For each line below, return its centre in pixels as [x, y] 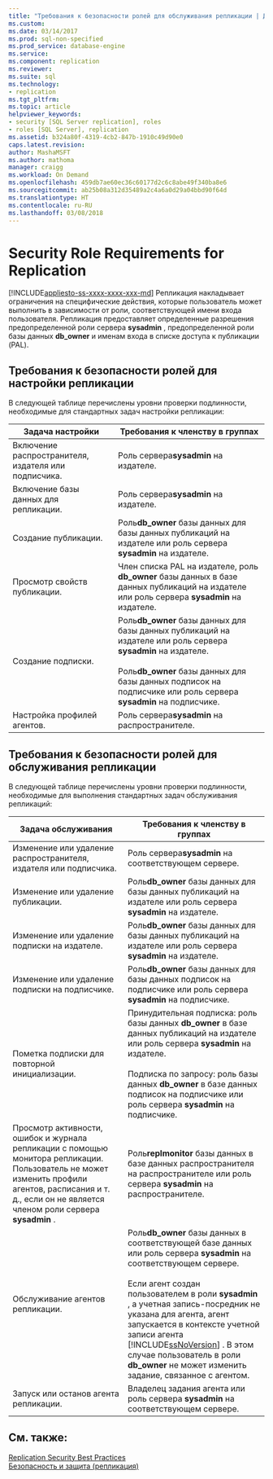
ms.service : [28, 54]
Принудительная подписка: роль [192, 1012]
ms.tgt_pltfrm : [34, 99]
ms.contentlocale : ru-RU [50, 205]
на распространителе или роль [189, 1174]
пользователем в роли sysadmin [193, 1293]
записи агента [156, 1334]
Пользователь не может [61, 1168]
